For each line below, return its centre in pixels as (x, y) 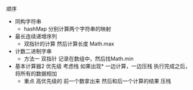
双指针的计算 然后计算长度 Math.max (69, 44)
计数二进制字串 (33, 51)
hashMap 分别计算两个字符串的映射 (68, 29)
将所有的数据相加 (36, 74)
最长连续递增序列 (36, 36)
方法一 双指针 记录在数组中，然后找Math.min (79, 59)
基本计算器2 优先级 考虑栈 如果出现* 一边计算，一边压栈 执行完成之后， (103, 66)
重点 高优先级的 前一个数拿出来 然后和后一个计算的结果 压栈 (97, 81)
